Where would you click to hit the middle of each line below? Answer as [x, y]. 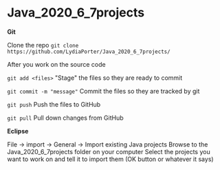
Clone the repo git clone [43, 45]
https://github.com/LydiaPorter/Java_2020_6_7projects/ [89, 52]
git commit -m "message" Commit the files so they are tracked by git [103, 91]
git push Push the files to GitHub [54, 104]
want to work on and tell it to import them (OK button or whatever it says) [111, 159]
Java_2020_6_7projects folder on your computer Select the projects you [109, 151]
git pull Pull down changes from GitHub [65, 118]
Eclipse [18, 131]
